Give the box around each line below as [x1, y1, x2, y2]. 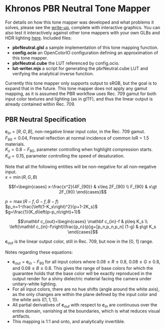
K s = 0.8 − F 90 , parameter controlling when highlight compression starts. [5, 146, 153, 154]
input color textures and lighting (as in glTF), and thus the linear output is [5, 96, 153, 101]
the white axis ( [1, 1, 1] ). [12, 296, 59, 302]
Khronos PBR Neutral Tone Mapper [5, 3, 151, 14]
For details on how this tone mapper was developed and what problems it [5, 19, 154, 25]
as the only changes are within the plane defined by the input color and [12, 291, 157, 297]
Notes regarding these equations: [5, 249, 73, 255]
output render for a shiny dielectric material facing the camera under [12, 275, 152, 281]
